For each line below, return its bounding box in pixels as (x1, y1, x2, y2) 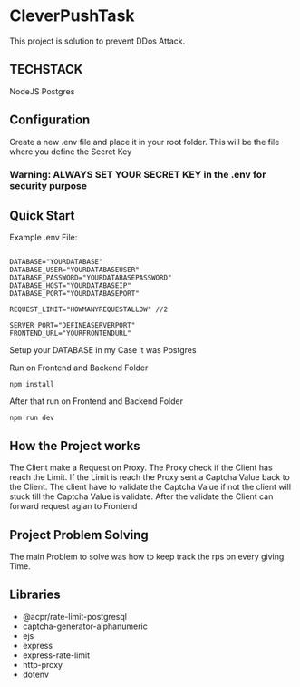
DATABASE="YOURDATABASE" (9, 258, 103, 267)
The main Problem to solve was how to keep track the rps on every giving (9, 551, 285, 562)
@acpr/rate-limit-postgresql (22, 611, 127, 622)
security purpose (9, 180, 88, 192)
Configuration (9, 113, 91, 128)
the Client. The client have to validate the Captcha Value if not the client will (9, 482, 292, 493)
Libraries (9, 587, 61, 603)
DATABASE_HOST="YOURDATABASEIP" (9, 281, 131, 290)
